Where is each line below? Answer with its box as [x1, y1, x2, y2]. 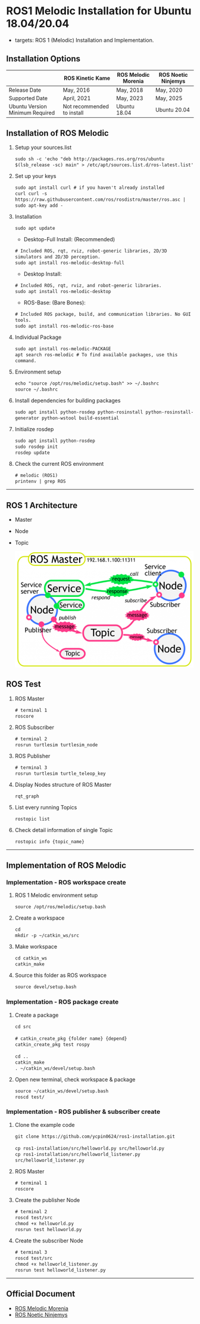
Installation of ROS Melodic [6, 128, 109, 138]
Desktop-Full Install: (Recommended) [23, 236, 115, 243]
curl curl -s [14, 191, 48, 197]
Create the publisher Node [14, 1196, 80, 1204]
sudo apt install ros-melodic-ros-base [14, 323, 114, 329]
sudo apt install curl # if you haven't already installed [14, 185, 165, 191]
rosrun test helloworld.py [14, 1226, 82, 1232]
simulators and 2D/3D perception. [14, 254, 101, 260]
